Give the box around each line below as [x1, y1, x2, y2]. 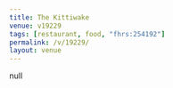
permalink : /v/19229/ [9, 37, 90, 47]
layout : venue [9, 46, 62, 55]
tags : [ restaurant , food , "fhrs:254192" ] [9, 29, 166, 38]
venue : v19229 [9, 21, 62, 30]
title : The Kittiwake [9, 12, 90, 22]
